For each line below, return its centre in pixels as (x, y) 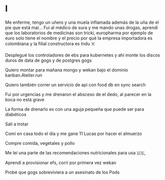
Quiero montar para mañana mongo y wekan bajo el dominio (67, 70)
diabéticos (16, 114)
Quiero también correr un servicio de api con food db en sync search (75, 85)
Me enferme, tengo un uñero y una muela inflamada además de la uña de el (82, 22)
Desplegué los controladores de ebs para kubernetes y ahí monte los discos (83, 55)
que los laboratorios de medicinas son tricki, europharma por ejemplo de (79, 33)
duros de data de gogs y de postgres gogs (49, 60)
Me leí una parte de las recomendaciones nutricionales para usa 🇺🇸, (75, 153)
